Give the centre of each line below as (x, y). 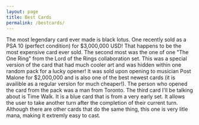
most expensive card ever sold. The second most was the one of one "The (97, 52)
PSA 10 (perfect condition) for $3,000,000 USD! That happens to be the (94, 46)
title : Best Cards (29, 17)
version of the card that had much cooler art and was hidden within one (94, 65)
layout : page (22, 12)
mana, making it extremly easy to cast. (53, 115)
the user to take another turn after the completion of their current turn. (92, 103)
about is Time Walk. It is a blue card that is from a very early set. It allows (96, 96)
